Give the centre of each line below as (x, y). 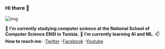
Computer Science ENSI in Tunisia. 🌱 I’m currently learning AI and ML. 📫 (83, 34)
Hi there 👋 (18, 8)
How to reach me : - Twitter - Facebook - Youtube (54, 41)
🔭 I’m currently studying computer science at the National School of (77, 28)
